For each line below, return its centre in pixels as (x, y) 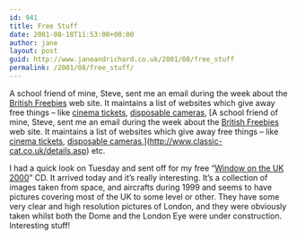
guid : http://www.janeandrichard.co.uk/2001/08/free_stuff (122, 59)
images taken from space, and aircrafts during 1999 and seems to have (140, 187)
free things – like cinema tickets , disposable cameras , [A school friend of (144, 112)
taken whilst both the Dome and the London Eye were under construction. (146, 216)
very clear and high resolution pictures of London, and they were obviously (148, 206)
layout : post (34, 51)
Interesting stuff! (40, 225)
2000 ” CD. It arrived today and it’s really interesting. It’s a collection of (139, 177)
